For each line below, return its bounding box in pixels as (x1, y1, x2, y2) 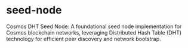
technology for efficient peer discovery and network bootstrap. (6, 35, 161, 42)
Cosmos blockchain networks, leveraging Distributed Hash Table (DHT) (6, 29, 182, 36)
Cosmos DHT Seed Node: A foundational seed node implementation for (6, 23, 182, 30)
